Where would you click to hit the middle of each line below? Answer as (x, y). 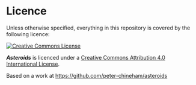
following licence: (28, 34)
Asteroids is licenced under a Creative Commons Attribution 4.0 (86, 57)
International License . (33, 64)
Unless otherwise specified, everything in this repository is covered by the (98, 28)
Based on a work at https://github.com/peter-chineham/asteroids (87, 75)
